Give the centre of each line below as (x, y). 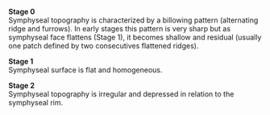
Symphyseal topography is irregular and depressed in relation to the (121, 94)
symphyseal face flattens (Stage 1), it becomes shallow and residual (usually (135, 37)
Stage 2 (21, 85)
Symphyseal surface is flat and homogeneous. (85, 70)
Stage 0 (22, 12)
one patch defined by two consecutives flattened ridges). (104, 46)
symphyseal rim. (36, 103)
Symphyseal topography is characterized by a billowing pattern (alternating (133, 20)
